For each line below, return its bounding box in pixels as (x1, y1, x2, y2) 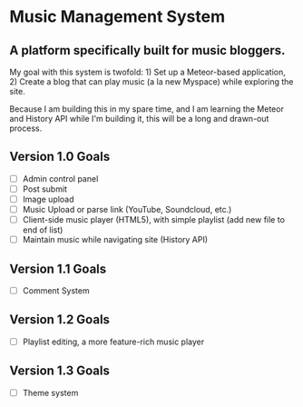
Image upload (22, 194, 74, 204)
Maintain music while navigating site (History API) (22, 234, 209, 245)
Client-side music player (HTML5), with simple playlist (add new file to (22, 214, 286, 225)
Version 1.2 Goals (9, 312, 111, 328)
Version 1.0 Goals (9, 149, 111, 164)
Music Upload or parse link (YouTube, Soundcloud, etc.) (22, 204, 232, 214)
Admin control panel (22, 173, 99, 184)
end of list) (22, 224, 64, 235)
